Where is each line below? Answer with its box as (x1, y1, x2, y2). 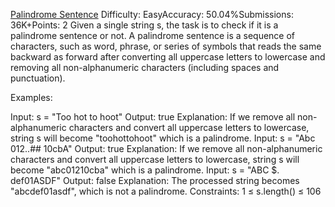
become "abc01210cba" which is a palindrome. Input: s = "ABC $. (10, 164, 280, 176)
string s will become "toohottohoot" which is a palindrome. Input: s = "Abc (10, 132, 316, 144)
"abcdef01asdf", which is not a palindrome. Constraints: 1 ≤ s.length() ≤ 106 (10, 185, 322, 197)
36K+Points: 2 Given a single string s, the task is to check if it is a (10, 19, 279, 31)
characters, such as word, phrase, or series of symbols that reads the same (10, 40, 322, 52)
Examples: (10, 92, 53, 103)
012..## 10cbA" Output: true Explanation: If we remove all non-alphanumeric (10, 143, 323, 154)
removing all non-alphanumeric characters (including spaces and (10, 62, 280, 73)
